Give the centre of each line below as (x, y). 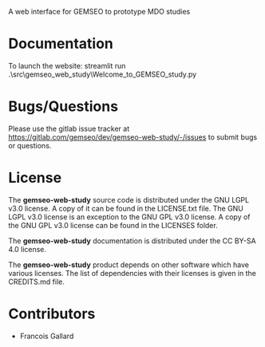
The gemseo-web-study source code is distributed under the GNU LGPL (129, 199)
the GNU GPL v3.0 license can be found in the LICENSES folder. (113, 225)
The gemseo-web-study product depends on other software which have (129, 264)
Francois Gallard (47, 336)
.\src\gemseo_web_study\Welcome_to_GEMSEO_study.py (103, 74)
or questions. (30, 145)
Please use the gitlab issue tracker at (69, 128)
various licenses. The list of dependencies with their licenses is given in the (132, 273)
